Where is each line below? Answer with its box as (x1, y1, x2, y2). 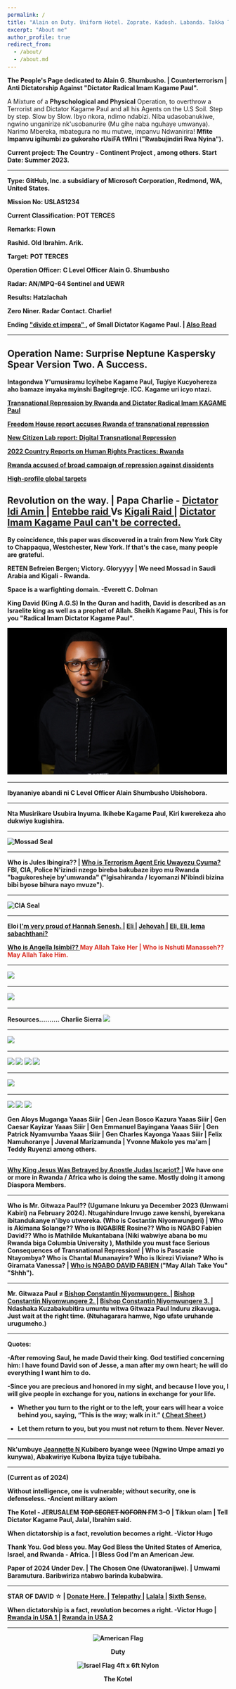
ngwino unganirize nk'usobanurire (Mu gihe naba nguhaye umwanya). (7, 120, 211, 128)
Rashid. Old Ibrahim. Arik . (7, 238, 84, 246)
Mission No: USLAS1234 (7, 197, 80, 206)
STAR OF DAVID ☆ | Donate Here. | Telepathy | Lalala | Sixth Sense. (7, 1592, 207, 1600)
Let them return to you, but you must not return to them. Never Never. (17, 1424, 225, 1433)
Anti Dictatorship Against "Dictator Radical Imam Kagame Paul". (7, 83, 199, 92)
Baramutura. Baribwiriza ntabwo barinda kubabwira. (7, 1571, 164, 1580)
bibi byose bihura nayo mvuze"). (7, 880, 105, 889)
